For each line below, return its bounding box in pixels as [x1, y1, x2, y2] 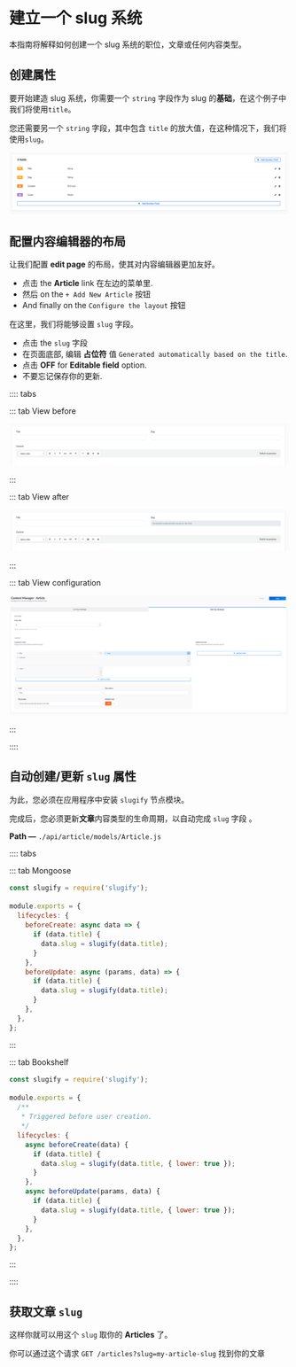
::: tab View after [9, 492, 69, 502]
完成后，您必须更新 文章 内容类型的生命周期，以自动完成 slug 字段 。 [9, 812, 257, 824]
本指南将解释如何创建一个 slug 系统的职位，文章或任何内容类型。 [9, 39, 246, 50]
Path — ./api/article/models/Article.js [9, 830, 162, 842]
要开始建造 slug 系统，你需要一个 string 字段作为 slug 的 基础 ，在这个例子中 [9, 92, 286, 103]
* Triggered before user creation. [20, 1113, 152, 1122]
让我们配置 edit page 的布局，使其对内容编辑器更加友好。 [9, 259, 220, 270]
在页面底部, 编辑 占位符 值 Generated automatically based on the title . [21, 349, 288, 360]
